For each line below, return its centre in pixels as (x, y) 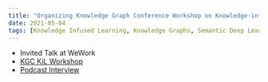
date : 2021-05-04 (37, 23)
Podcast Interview (49, 70)
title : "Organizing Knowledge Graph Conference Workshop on (110, 16)
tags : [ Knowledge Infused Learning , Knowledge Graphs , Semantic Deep (126, 30)
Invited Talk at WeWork (57, 53)
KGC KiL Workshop (51, 61)
